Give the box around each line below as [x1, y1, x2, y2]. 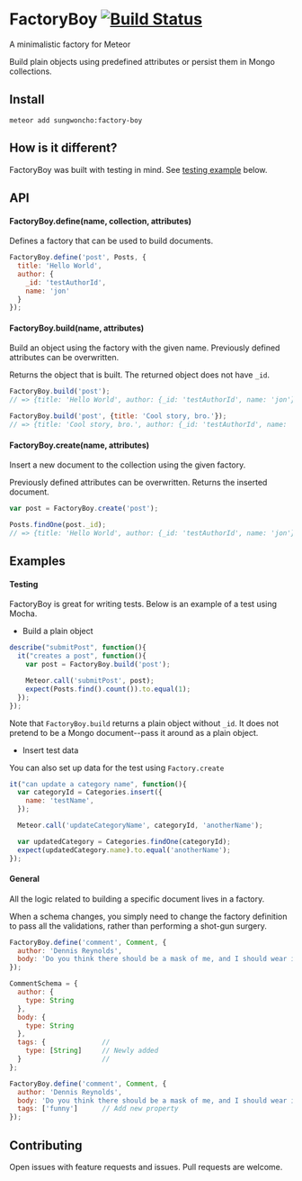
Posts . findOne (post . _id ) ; [9, 521, 106, 530]
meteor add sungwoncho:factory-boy [9, 115, 143, 125]
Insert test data [22, 744, 79, 756]
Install [9, 92, 45, 107]
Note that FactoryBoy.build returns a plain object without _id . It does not [9, 717, 280, 729]
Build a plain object [22, 626, 93, 637]
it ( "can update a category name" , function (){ [9, 779, 187, 788]
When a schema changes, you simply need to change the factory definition [9, 911, 288, 922]
